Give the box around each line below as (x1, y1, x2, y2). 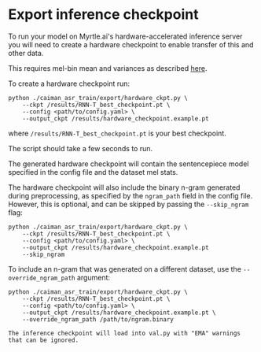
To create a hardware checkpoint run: (8, 79, 130, 88)
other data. (8, 48, 44, 57)
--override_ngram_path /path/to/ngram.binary (22, 315, 175, 324)
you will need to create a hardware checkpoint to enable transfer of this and (8, 39, 254, 49)
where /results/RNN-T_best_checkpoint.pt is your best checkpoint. (8, 128, 226, 138)
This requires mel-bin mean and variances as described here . (8, 63, 208, 72)
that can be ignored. (8, 336, 79, 344)
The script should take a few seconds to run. (8, 143, 153, 153)
